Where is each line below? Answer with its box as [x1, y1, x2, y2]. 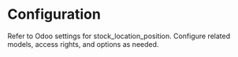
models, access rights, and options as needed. [7, 39, 159, 48]
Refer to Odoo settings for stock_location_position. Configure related [7, 31, 231, 41]
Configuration [7, 5, 102, 23]
